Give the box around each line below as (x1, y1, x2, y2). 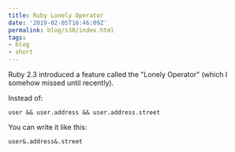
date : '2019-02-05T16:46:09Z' (8, 19, 108, 27)
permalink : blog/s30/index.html (8, 26, 114, 34)
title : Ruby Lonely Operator (8, 11, 104, 20)
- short (8, 48, 34, 56)
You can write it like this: (8, 123, 88, 132)
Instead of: (8, 94, 43, 102)
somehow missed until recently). (8, 78, 114, 87)
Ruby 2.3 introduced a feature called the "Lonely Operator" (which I (8, 70, 228, 79)
